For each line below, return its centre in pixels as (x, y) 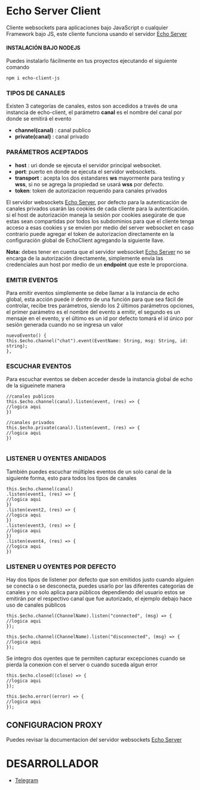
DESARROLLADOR (53, 763)
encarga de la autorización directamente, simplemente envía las (85, 258)
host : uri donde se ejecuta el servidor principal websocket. (88, 165)
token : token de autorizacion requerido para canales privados (91, 190)
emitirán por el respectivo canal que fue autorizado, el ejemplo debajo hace (99, 598)
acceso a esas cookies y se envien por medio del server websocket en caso (100, 228)
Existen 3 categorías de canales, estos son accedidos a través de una (92, 106)
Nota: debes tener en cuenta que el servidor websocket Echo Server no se (99, 251)
